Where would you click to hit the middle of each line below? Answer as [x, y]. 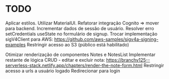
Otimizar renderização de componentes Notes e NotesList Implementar [80, 55]
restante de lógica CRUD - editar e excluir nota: [55, 60]
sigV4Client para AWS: [29, 39]
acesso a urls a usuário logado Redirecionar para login [63, 71]
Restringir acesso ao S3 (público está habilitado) [78, 44]
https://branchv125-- [128, 60]
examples [16, 44]
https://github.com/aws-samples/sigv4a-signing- [106, 39]
